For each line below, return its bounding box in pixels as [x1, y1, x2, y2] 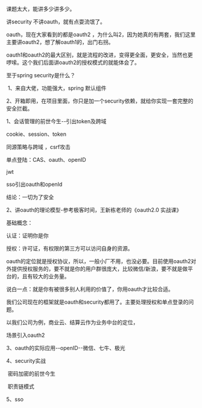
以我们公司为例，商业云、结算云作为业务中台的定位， [6, 319, 139, 326]
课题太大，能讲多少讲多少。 [6, 5, 75, 12]
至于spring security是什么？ [6, 72, 75, 78]
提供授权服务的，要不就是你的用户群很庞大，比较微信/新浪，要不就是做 [11, 265, 188, 272]
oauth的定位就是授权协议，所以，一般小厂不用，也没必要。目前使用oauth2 [6, 258, 191, 264]
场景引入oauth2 [6, 331, 45, 339]
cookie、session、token [6, 130, 67, 138]
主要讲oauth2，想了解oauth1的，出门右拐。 [6, 39, 114, 45]
